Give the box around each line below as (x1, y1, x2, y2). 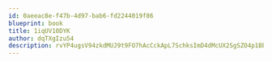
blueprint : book (8, 19, 63, 27)
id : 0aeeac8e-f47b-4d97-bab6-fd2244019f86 (8, 11, 154, 20)
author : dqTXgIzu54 (8, 34, 74, 43)
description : (8, 42, 53, 50)
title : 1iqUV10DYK (8, 27, 70, 35)
